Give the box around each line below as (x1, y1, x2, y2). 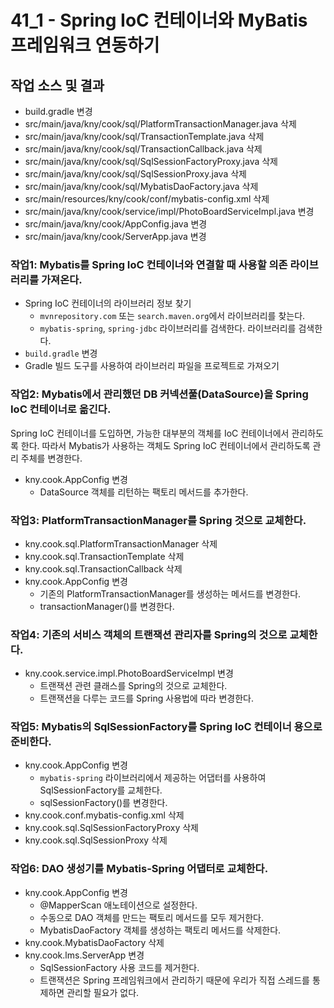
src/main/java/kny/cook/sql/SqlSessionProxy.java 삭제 (24, 168, 247, 180)
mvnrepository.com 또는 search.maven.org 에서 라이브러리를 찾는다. (39, 310, 306, 322)
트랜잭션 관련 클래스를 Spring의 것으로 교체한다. (39, 680, 228, 692)
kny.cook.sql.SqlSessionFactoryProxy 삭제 (24, 822, 199, 834)
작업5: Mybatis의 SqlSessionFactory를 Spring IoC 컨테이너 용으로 (10, 720, 323, 734)
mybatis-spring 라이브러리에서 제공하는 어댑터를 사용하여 (39, 772, 267, 784)
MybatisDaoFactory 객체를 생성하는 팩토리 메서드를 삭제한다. (39, 924, 282, 936)
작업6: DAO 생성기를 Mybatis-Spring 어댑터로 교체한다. (10, 862, 269, 876)
